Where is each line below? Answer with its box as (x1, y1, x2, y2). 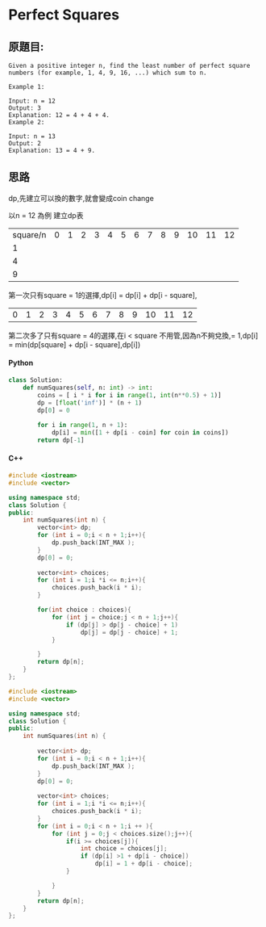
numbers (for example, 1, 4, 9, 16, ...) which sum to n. (8, 69, 207, 77)
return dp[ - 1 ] (37, 436, 85, 445)
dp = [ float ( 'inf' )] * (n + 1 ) (37, 398, 143, 407)
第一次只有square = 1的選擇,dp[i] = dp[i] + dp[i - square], (8, 290, 197, 300)
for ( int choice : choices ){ (37, 606, 131, 615)
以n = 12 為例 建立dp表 (8, 210, 84, 220)
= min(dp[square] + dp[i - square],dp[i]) (8, 339, 141, 349)
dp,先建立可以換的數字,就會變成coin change (8, 193, 155, 203)
